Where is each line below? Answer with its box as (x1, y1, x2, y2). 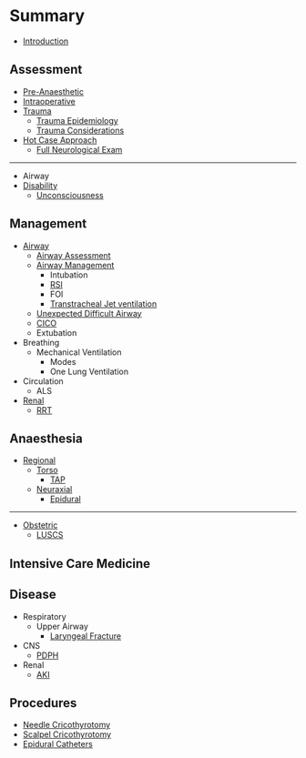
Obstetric (22, 520, 58, 531)
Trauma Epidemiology (36, 115, 118, 126)
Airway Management (36, 259, 115, 270)
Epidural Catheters (22, 739, 93, 750)
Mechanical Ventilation (36, 347, 122, 358)
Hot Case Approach (22, 134, 97, 146)
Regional (22, 455, 56, 466)
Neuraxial (36, 484, 73, 495)
